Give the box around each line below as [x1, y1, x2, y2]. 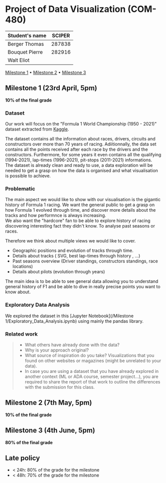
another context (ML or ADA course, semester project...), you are [24, 373, 159, 379]
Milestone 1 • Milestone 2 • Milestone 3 [5, 69, 86, 75]
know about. [5, 289, 31, 295]
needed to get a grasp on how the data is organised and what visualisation [5, 168, 159, 174]
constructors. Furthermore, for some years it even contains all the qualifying [5, 152, 162, 158]
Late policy [5, 454, 40, 462]
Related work [5, 330, 38, 337]
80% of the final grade [5, 439, 53, 445]
